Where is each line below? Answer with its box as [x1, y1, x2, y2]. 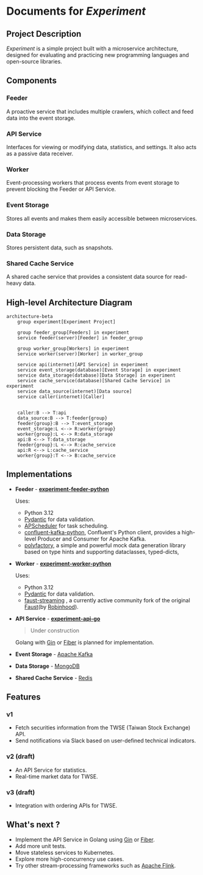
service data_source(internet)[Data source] [17, 388, 132, 394]
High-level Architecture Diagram [6, 297, 133, 308]
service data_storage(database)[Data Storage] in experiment [17, 372, 176, 378]
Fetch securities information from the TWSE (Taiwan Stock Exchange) [15, 724, 191, 731]
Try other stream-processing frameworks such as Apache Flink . [15, 862, 176, 869]
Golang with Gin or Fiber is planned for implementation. [15, 638, 154, 646]
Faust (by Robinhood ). [24, 603, 79, 610]
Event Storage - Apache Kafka [15, 650, 93, 658]
